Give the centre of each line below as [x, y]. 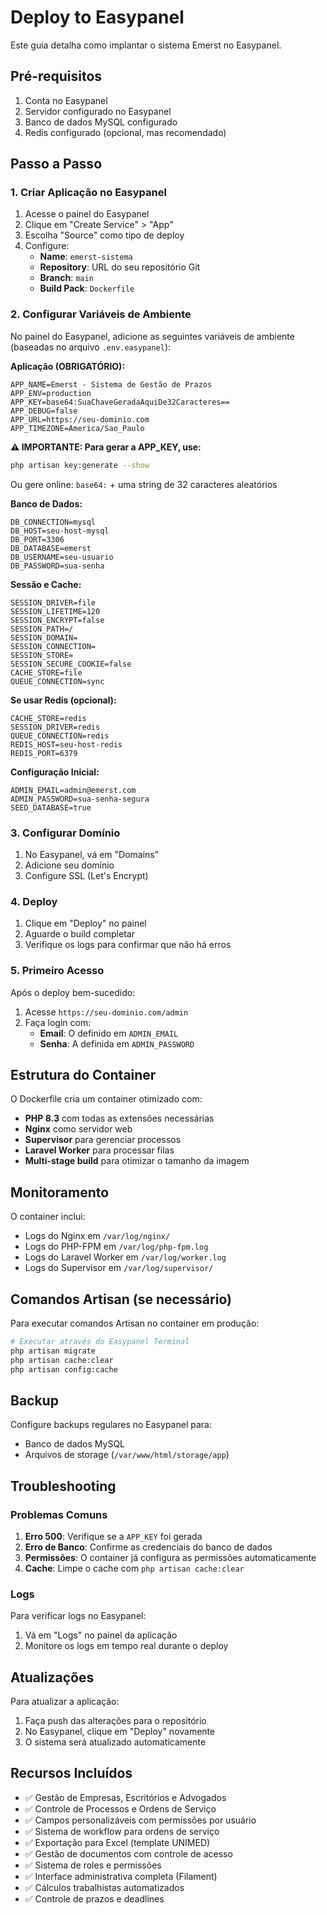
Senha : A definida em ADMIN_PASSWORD [117, 1043]
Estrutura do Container [83, 1074]
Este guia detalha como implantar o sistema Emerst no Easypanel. [146, 45]
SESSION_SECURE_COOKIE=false [71, 664]
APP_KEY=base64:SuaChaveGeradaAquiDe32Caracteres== [120, 402]
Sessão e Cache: [46, 584]
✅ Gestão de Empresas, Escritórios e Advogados [125, 1797]
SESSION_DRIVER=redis [55, 727]
